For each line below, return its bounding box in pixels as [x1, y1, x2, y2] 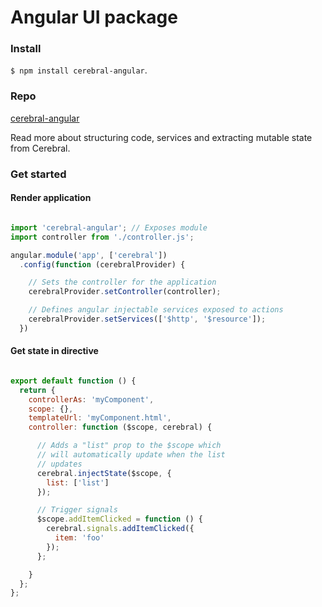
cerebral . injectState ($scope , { [36, 468, 172, 478]
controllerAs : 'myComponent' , [28, 394, 155, 405]
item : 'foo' [54, 533, 105, 543]
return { [19, 385, 56, 395]
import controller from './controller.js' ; [10, 232, 195, 242]
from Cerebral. [10, 142, 71, 154]
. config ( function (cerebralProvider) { [19, 259, 186, 270]
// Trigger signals [36, 505, 118, 515]
